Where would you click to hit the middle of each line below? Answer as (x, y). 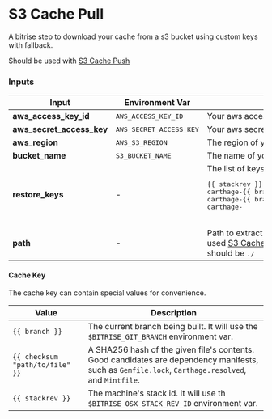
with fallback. (31, 44)
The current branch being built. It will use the (173, 327)
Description (174, 313)
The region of (233, 142)
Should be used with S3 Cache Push (69, 61)
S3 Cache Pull (56, 14)
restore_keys (38, 194)
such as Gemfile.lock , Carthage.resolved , (167, 370)
